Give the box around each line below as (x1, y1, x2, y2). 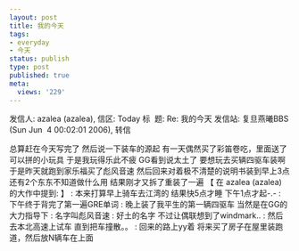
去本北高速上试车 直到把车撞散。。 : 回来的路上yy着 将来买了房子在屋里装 (9, 221, 276, 231)
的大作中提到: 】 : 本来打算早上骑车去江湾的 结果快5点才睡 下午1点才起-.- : (9, 188, 281, 198)
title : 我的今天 (9, 21, 64, 30)
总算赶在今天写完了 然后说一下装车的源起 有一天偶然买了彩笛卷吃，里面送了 (9, 143, 287, 154)
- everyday (9, 37, 50, 47)
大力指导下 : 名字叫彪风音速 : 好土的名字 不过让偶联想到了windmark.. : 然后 (9, 210, 284, 221)
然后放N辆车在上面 (24, 232, 94, 243)
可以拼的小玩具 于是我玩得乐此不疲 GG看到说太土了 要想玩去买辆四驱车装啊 (9, 154, 286, 165)
